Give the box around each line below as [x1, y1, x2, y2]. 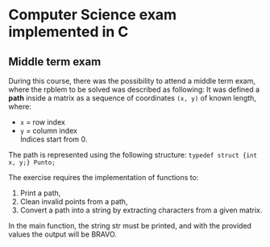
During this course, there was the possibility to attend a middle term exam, [8, 76, 255, 85]
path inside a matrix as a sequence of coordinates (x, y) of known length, [8, 93, 256, 102]
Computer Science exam [8, 6, 177, 24]
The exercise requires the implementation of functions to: [8, 173, 199, 182]
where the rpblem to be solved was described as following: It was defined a [8, 84, 260, 94]
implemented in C [8, 23, 129, 41]
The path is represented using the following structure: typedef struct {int [8, 150, 258, 159]
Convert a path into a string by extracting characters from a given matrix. [19, 205, 263, 215]
